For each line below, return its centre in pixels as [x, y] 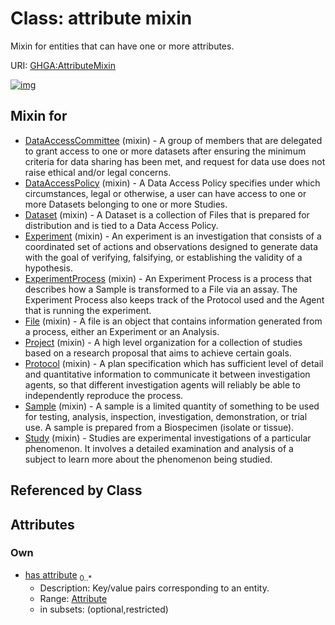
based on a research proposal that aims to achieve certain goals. [158, 353]
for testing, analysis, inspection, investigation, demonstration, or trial [166, 416]
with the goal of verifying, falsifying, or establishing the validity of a [163, 257]
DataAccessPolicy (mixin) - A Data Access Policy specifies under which [172, 183]
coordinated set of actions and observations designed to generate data [171, 246]
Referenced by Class [76, 490]
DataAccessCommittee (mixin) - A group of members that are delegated [173, 140]
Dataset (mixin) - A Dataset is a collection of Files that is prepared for [167, 214]
